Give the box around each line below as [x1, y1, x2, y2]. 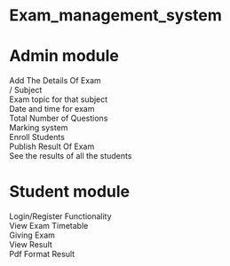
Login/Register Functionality [9, 211, 113, 222]
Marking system [9, 122, 68, 133]
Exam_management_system [9, 5, 222, 26]
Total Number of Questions [9, 113, 108, 124]
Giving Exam [9, 230, 56, 240]
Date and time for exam [9, 104, 95, 114]
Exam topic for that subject [9, 94, 108, 105]
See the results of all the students [9, 151, 132, 161]
